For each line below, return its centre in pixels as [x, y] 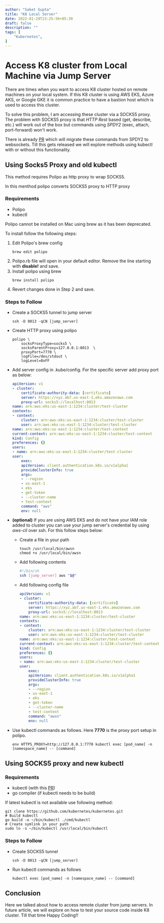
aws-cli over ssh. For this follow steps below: [58, 530]
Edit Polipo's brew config [37, 243]
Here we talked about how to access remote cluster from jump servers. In [79, 905]
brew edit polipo [30, 252]
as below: [22, 375]
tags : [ [13, 32]
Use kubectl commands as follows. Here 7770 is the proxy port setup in [84, 730]
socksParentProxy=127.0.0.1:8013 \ [58, 348]
